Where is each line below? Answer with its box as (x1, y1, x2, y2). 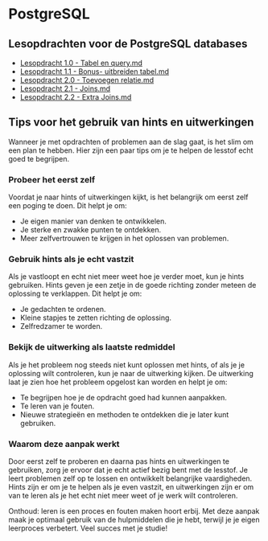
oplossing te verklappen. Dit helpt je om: (8, 289, 142, 298)
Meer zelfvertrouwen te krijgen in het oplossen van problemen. (19, 234, 229, 244)
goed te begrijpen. (8, 154, 70, 163)
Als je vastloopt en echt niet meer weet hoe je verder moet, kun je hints (8, 272, 245, 281)
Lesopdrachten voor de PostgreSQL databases (8, 37, 248, 51)
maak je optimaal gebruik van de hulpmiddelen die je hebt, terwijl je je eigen (8, 515, 260, 524)
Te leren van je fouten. (19, 401, 95, 411)
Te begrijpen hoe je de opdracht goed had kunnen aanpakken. (19, 392, 227, 402)
